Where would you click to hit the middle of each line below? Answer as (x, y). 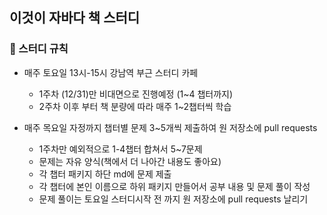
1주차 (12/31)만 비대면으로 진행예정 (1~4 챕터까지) (136, 94)
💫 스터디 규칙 (39, 49)
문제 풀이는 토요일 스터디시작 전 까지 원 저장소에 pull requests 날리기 (173, 199)
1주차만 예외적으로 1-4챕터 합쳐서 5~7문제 (120, 149)
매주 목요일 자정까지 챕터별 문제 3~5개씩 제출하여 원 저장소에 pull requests (170, 127)
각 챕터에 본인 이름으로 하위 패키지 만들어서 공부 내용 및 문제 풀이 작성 (174, 186)
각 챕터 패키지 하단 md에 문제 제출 (105, 174)
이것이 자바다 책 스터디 (75, 18)
